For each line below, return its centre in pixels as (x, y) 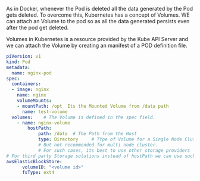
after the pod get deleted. (37, 27)
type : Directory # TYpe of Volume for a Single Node (110, 139)
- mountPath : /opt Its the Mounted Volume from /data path (93, 106)
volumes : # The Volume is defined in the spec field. (84, 117)
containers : (26, 84)
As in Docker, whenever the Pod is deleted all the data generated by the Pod (100, 9)
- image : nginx (30, 90)
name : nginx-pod (32, 73)
